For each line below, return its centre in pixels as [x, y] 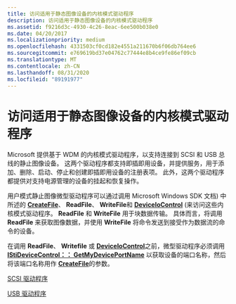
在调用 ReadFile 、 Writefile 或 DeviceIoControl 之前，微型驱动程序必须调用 [116, 246]
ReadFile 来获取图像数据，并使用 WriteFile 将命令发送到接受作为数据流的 [113, 222]
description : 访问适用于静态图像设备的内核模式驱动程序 [80, 20]
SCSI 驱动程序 [27, 279]
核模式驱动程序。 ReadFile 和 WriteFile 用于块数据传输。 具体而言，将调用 [115, 214]
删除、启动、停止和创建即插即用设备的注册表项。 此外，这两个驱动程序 [122, 172]
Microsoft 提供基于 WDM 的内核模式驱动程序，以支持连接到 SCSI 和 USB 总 [116, 155]
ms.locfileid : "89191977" [45, 79]
